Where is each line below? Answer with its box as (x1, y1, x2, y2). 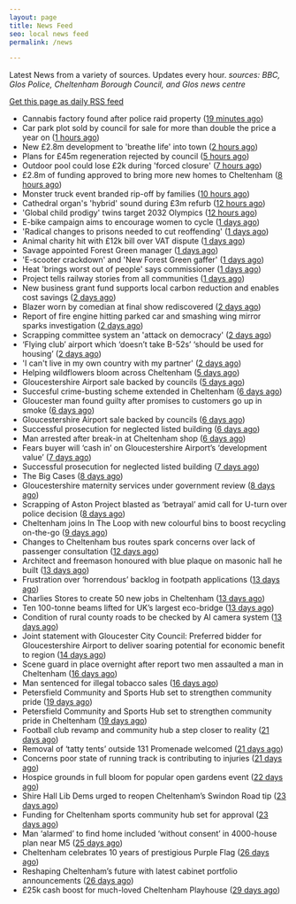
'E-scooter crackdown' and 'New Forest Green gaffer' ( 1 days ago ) (21, 254, 265, 266)
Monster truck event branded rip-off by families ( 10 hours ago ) (21, 189, 250, 199)
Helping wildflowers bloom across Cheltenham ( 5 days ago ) (21, 367, 240, 378)
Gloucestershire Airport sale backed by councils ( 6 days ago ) (21, 414, 246, 425)
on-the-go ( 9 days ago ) (21, 528, 109, 538)
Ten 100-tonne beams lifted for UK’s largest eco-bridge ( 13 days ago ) (21, 603, 275, 614)
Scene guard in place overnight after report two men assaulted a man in (21, 659, 285, 669)
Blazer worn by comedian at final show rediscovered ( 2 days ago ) (21, 302, 262, 313)
